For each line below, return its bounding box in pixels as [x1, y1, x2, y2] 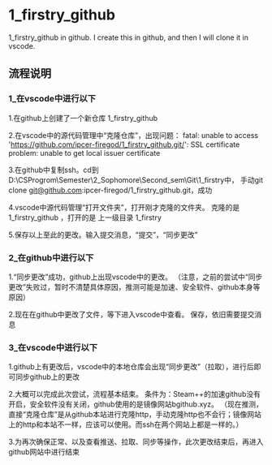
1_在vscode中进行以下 [8, 93, 96, 105]
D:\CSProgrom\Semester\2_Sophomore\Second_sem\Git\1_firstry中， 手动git [8, 174, 264, 184]
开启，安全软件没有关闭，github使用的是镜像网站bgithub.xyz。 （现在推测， [8, 399, 264, 409]
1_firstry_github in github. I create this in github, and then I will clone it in [8, 32, 249, 42]
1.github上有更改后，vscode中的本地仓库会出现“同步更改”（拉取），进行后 [8, 362, 254, 372]
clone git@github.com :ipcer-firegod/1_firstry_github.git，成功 [8, 185, 213, 195]
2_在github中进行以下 [8, 252, 94, 263]
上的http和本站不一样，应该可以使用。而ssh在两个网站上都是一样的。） [8, 420, 244, 429]
